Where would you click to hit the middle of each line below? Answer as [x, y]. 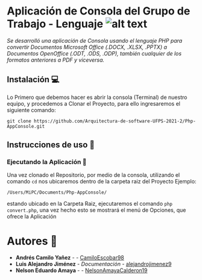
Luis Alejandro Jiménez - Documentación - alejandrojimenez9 [93, 264]
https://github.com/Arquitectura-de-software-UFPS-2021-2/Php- [115, 121]
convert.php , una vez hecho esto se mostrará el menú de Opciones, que [96, 210]
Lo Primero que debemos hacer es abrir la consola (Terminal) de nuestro [97, 97]
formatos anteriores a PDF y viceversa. [56, 60]
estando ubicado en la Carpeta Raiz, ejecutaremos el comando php [90, 204]
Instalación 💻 [33, 80]
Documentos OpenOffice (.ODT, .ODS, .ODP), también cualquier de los [94, 53]
